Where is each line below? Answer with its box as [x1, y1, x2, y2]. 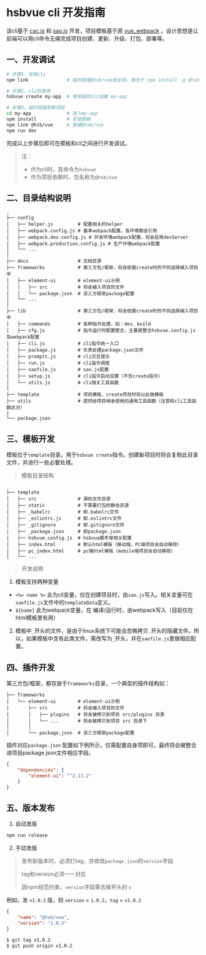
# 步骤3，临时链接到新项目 [6, 105, 66, 111]
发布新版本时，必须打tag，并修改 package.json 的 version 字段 [21, 857, 174, 865]
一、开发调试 [6, 55, 55, 65]
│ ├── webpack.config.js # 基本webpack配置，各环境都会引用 [6, 228, 158, 234]
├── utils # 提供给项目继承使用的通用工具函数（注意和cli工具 [6, 398, 192, 404]
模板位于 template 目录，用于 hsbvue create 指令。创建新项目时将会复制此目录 [6, 451, 199, 458]
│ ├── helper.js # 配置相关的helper [6, 222, 123, 228]
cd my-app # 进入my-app [6, 110, 98, 117]
